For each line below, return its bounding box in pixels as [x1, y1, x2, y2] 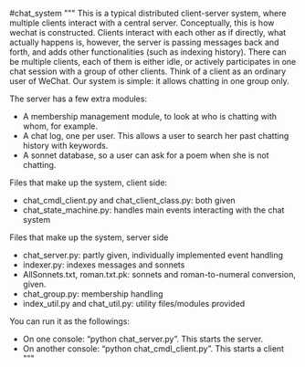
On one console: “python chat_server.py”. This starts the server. [22, 333, 264, 344]
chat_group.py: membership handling [22, 288, 163, 299]
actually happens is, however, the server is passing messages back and [9, 37, 279, 47]
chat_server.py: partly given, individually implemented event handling [22, 250, 284, 260]
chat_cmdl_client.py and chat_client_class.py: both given [22, 195, 236, 205]
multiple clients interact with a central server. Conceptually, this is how [9, 17, 275, 28]
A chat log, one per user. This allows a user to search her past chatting [22, 131, 289, 141]
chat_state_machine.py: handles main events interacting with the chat [22, 204, 285, 215]
